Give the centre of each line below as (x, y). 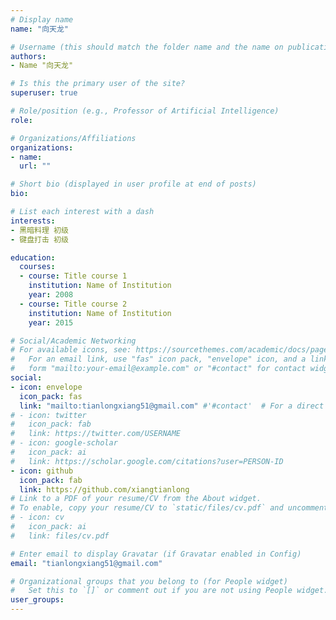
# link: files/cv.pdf (60, 536)
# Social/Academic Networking (73, 341)
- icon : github (42, 471)
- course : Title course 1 (73, 276)
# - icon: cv (37, 517)
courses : (37, 267)
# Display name (42, 19)
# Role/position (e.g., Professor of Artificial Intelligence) (145, 111)
